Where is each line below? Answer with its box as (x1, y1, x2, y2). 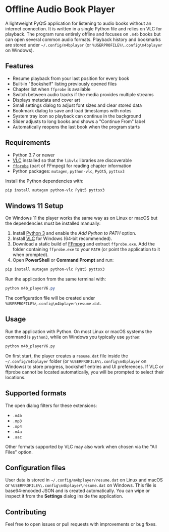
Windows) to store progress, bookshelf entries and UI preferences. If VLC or (5, 363, 164, 370)
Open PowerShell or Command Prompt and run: (12, 257, 114, 263)
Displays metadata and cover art (12, 97, 80, 103)
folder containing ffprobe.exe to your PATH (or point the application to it (12, 247, 160, 253)
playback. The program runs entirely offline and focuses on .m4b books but (5, 31, 161, 37)
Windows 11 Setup (5, 201, 64, 210)
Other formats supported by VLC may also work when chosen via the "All (5, 443, 157, 449)
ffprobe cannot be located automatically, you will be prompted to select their (5, 369, 164, 375)
